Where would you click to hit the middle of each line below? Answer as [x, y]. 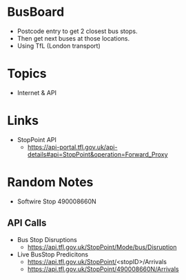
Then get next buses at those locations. [73, 38]
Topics [27, 74]
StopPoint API [37, 139]
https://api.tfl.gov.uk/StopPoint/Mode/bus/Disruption [102, 247]
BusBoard [36, 12]
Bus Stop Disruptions [47, 239]
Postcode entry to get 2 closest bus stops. [77, 31]
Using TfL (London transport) [59, 46]
